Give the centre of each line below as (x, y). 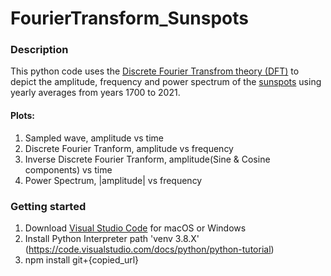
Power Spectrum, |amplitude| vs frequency (113, 180)
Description (39, 50)
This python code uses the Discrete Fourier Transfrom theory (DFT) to (155, 71)
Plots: (22, 116)
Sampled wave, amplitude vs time (94, 138)
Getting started (48, 206)
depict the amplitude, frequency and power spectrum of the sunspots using (166, 82)
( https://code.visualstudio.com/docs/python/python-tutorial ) (149, 249)
